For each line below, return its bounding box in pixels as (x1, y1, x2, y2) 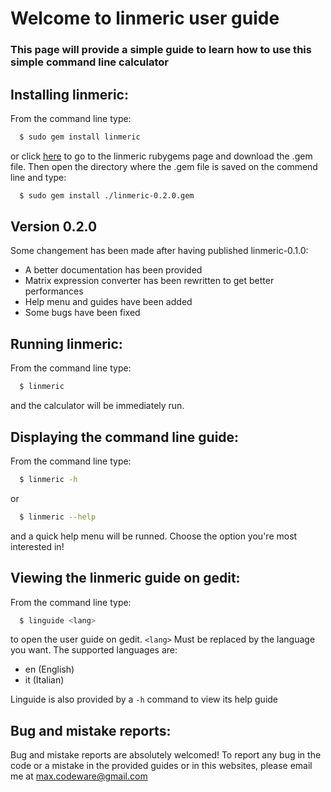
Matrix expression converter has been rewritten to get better (24, 275, 275, 287)
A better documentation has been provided (24, 264, 203, 276)
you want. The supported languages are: (10, 644, 178, 656)
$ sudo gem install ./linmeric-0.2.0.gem (19, 190, 195, 201)
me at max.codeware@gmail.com (10, 770, 148, 782)
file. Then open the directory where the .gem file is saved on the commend (10, 160, 318, 172)
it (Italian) (24, 674, 65, 686)
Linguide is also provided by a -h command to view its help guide (10, 693, 279, 706)
